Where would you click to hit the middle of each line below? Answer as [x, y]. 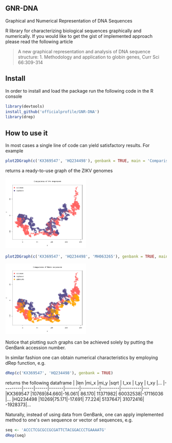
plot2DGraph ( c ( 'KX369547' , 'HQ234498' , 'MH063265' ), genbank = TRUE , [81, 257]
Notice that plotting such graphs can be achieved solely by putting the [79, 342]
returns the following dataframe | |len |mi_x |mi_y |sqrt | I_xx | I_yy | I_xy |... [84, 383]
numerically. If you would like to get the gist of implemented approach [79, 36]
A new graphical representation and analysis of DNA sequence [84, 51]
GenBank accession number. [36, 348]
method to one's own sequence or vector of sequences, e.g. [69, 420]
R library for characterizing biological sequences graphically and [73, 31]
